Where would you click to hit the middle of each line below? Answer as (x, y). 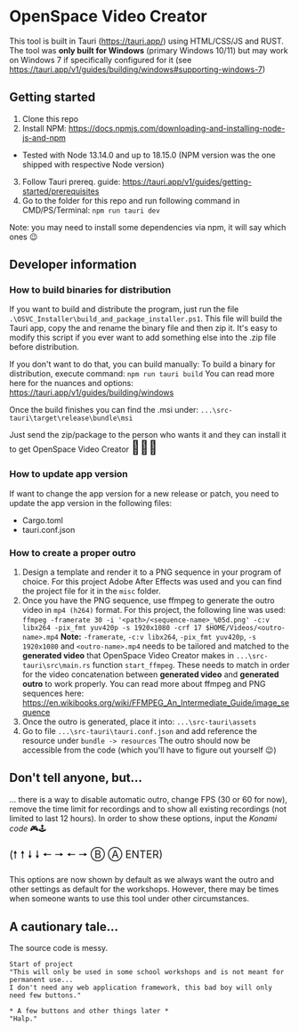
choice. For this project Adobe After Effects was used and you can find (152, 582)
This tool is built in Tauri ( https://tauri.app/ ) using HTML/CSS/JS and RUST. (147, 41)
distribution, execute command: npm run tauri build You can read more (142, 374)
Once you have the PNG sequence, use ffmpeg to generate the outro (148, 601)
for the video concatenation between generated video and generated (150, 674)
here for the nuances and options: (71, 383)
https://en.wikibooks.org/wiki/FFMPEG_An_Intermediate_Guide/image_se (156, 703)
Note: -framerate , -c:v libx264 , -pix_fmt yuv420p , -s (158, 637)
